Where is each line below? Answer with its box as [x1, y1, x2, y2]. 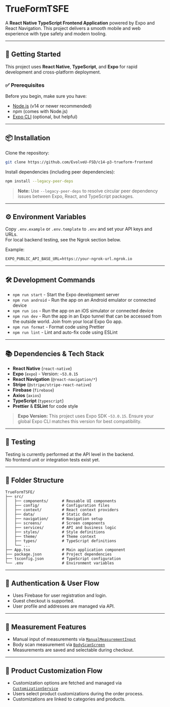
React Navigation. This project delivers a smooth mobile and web [5, 25, 141, 31]
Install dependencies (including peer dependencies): [5, 168, 115, 175]
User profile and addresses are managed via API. [12, 603, 115, 609]
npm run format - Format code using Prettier [12, 324, 105, 330]
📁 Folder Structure [5, 476, 64, 485]
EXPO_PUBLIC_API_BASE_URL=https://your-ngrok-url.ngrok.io [5, 257, 133, 262]
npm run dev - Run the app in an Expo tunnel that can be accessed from [12, 313, 162, 320]
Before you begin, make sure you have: [5, 93, 87, 99]
